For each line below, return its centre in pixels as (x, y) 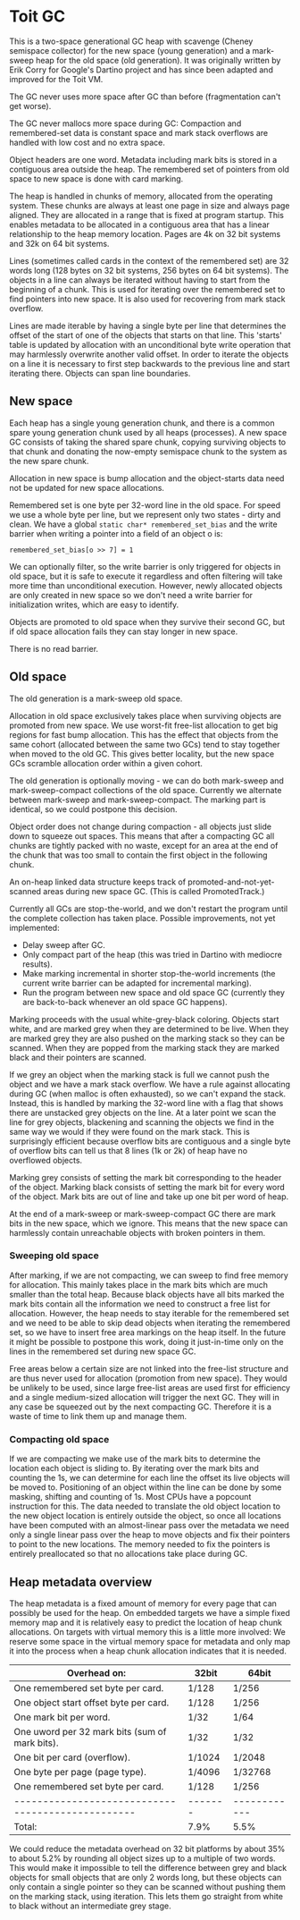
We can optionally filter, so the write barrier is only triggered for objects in (145, 566)
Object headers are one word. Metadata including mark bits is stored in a (143, 159)
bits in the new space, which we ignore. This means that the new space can (149, 1223)
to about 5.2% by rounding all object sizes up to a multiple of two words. (142, 1858)
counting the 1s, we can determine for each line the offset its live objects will (150, 1478)
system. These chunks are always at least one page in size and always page (150, 205)
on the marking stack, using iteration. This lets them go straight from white (146, 1896)
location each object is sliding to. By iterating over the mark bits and (134, 1468)
